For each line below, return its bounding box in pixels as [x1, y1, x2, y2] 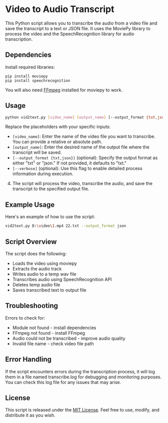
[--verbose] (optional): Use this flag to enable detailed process [12, 166, 142, 172]
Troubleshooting [5, 302, 58, 310]
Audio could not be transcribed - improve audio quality [12, 335, 125, 341]
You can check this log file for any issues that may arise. [5, 379, 121, 385]
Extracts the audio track [12, 265, 62, 271]
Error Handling [5, 355, 51, 364]
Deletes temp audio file [12, 281, 60, 288]
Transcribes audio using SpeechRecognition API [12, 276, 112, 282]
